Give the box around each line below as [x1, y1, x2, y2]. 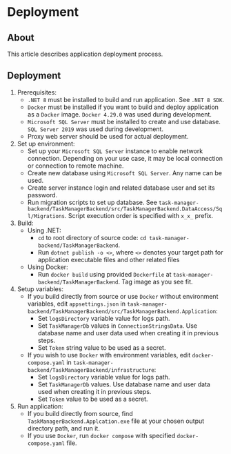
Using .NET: [27, 226, 62, 235]
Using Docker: [27, 263, 68, 271]
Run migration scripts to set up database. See [27, 198, 157, 206]
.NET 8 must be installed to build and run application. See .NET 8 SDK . [27, 95, 225, 103]
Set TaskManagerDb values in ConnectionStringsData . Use [37, 322, 198, 330]
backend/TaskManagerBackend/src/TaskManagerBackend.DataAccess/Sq [27, 205, 223, 213]
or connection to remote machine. [27, 161, 124, 170]
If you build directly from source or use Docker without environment [27, 292, 219, 300]
